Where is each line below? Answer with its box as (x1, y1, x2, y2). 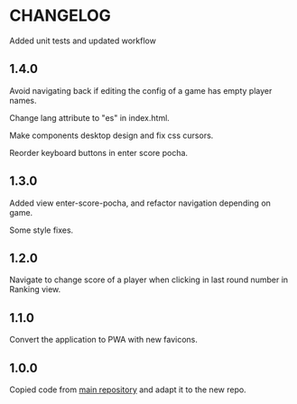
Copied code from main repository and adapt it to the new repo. (9, 384, 246, 395)
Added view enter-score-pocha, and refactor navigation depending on (9, 197, 271, 208)
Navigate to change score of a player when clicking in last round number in (9, 274, 289, 285)
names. (9, 95, 37, 106)
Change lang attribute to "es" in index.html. (9, 112, 170, 123)
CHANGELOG (9, 5, 111, 26)
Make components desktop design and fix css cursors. (9, 130, 214, 141)
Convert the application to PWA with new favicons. (9, 335, 199, 345)
